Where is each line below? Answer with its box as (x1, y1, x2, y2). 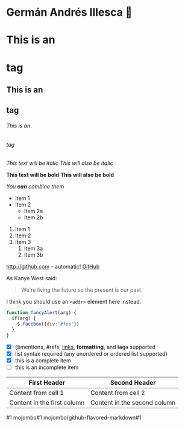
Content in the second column (90, 398, 176, 406)
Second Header (110, 378, 156, 387)
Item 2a (24, 208, 43, 215)
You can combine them (6, 183, 64, 190)
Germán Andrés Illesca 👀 (6, 5, 133, 19)
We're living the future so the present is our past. (20, 286, 143, 294)
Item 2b (24, 214, 43, 221)
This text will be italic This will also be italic (6, 159, 113, 167)
